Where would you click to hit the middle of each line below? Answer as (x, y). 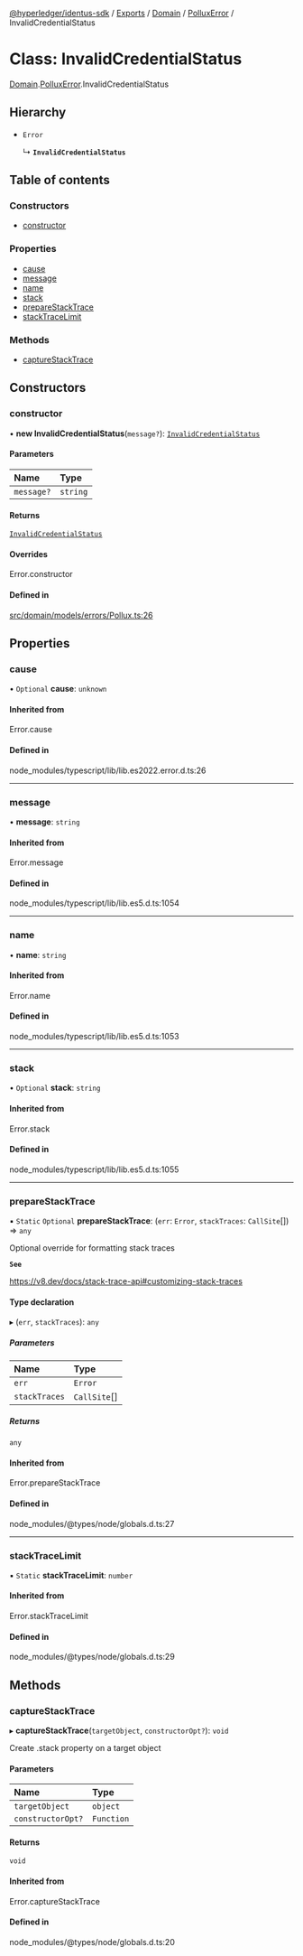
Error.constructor (41, 574)
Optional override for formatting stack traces (92, 1248)
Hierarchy (38, 112)
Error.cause (31, 730)
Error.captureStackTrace (55, 1901)
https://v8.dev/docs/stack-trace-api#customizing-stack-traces (126, 1281)
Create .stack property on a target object (85, 1747)
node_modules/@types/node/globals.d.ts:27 (92, 1523)
